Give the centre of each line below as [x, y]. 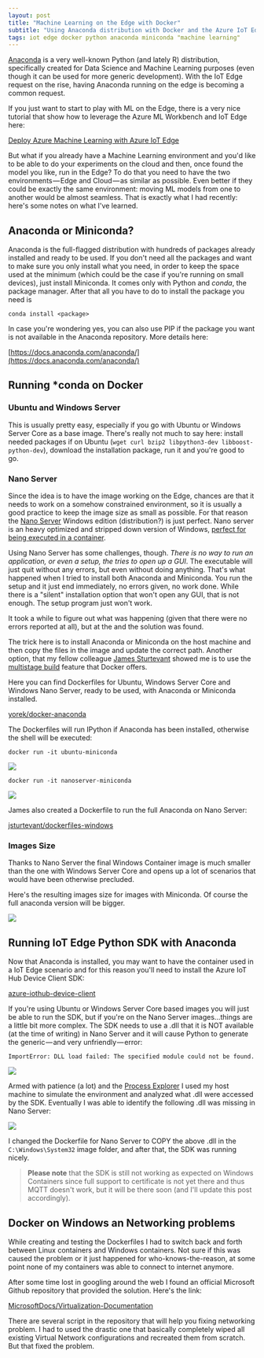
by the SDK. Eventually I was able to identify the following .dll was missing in [132, 1103]
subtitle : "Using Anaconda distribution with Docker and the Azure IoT [128, 30]
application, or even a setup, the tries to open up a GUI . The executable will [130, 561]
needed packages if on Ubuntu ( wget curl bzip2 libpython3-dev [113, 441]
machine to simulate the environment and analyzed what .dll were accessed [131, 1094]
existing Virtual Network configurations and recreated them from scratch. [127, 1338]
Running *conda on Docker [76, 385]
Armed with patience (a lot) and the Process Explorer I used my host [119, 1086]
